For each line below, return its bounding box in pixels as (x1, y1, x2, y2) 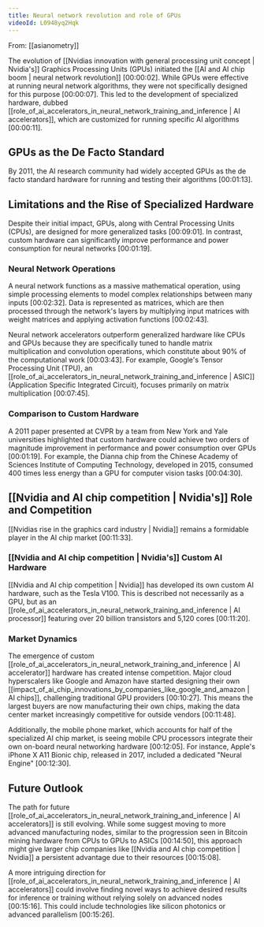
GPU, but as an (8, 597, 57, 606)
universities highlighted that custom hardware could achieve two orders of (8, 434, 250, 444)
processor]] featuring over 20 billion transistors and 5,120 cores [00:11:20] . (8, 613, 251, 623)
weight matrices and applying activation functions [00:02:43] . (8, 315, 210, 324)
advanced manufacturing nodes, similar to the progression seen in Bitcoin (8, 827, 248, 836)
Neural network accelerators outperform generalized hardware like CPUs (8, 330, 246, 340)
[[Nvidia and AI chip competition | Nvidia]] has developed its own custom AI (8, 580, 255, 590)
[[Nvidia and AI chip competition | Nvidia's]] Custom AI (8, 553, 223, 564)
